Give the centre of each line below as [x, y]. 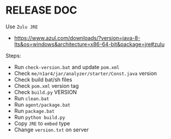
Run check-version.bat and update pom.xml [67, 67]
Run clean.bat [32, 98]
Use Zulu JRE [22, 27]
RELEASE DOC [41, 10]
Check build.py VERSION [46, 92]
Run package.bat [34, 111]
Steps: [13, 55]
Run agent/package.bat [42, 104]
